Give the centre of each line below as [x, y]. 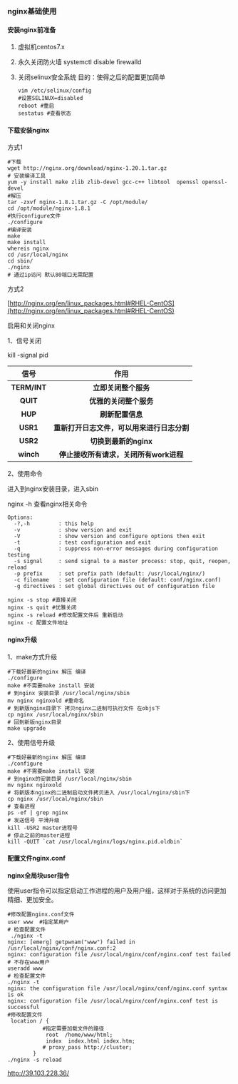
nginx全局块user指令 [38, 875]
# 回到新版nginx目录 [35, 722]
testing [19, 555]
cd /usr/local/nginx [38, 255]
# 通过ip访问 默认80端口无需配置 [51, 275]
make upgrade [27, 728]
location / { [30, 1021]
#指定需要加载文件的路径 [73, 1028]
